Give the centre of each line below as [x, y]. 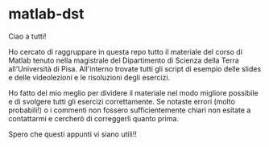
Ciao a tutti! [27, 36]
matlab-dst [46, 14]
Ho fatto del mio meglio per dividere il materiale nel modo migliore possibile [134, 92]
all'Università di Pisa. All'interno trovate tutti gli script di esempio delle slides [135, 68]
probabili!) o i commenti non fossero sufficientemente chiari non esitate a [130, 110]
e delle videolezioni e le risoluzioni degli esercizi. [89, 77]
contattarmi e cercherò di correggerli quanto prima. [94, 118]
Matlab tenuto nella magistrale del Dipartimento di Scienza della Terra [124, 60]
